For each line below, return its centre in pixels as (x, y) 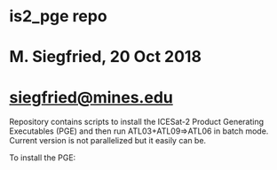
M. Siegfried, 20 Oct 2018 (106, 57)
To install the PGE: (43, 158)
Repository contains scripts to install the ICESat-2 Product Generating (137, 122)
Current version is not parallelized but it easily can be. (108, 141)
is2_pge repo (59, 16)
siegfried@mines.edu (91, 97)
